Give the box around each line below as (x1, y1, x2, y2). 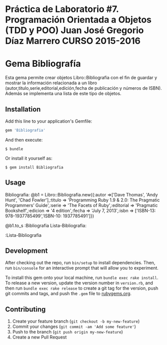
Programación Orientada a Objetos (5, 14, 152, 25)
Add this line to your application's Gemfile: (5, 118, 92, 124)
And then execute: (5, 137, 43, 143)
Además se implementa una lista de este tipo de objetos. (5, 91, 122, 97)
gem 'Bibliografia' (5, 128, 46, 133)
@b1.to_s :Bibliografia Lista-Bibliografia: (5, 222, 87, 228)
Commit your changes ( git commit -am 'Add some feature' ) (12, 324, 136, 330)
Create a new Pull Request (12, 334, 67, 340)
